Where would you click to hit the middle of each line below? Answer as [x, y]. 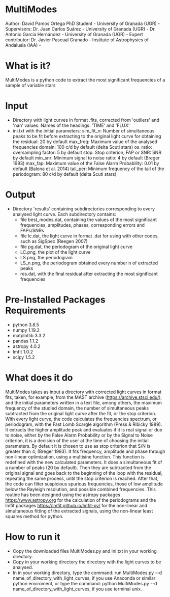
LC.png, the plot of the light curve [55, 252]
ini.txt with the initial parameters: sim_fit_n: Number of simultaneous [83, 130]
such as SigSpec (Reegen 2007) [54, 241]
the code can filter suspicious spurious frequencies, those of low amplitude [84, 484]
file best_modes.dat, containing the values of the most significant [89, 220]
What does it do [39, 377]
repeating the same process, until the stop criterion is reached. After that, [82, 478]
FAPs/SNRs [32, 230]
